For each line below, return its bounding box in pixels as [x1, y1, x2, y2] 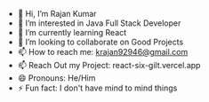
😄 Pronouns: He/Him [17, 73, 96, 83]
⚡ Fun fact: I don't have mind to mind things [17, 82, 178, 93]
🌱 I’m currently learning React [17, 27, 127, 37]
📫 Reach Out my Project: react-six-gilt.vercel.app [17, 60, 201, 70]
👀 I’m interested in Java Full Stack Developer [17, 18, 181, 28]
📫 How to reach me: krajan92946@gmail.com [17, 47, 189, 57]
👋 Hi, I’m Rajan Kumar [17, 9, 97, 19]
